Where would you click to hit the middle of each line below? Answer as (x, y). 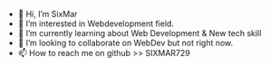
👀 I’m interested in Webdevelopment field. (96, 24)
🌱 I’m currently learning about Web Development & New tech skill (140, 33)
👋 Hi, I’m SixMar (48, 14)
